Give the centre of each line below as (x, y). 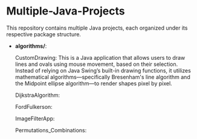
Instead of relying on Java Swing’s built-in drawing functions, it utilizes (103, 70)
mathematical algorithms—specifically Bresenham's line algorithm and (102, 77)
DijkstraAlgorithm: (37, 95)
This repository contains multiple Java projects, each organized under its (97, 28)
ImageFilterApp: (35, 118)
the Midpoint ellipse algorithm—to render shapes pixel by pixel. (93, 83)
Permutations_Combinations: (51, 130)
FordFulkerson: (34, 106)
